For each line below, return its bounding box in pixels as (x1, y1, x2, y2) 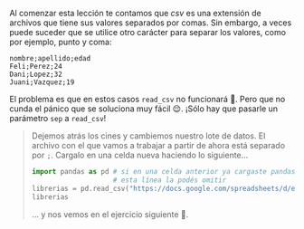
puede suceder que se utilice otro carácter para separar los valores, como (9, 27, 287, 37)
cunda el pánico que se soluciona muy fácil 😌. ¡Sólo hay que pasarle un (9, 103, 279, 114)
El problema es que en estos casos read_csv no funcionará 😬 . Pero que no (9, 94, 286, 104)
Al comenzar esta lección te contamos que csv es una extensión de (9, 8, 261, 18)
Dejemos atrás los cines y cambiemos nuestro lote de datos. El (31, 130, 266, 141)
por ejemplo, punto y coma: (9, 36, 112, 47)
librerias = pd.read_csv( (31, 184, 129, 193)
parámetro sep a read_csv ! (9, 113, 107, 123)
